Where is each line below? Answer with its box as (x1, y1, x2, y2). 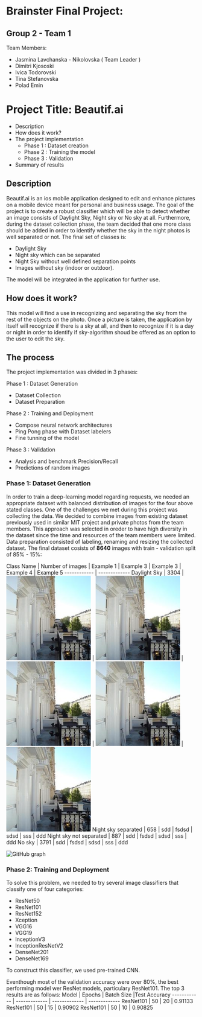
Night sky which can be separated (14, 251, 101, 258)
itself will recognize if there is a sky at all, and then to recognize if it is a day (6, 322, 194, 330)
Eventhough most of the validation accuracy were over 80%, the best (6, 978, 179, 985)
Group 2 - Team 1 (6, 28, 71, 39)
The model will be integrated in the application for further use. (6, 276, 160, 283)
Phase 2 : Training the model (24, 148, 95, 155)
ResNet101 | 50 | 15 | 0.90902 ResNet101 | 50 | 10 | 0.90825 (6, 1004, 154, 1011)
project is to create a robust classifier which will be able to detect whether (6, 207, 190, 215)
